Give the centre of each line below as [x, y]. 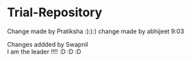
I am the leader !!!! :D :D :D [44, 52]
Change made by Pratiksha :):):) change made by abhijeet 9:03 [96, 31]
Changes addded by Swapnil [48, 44]
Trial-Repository [55, 13]
